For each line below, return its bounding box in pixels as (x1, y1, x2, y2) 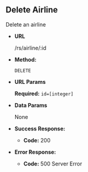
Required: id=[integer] (14, 90, 74, 97)
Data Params (14, 101, 48, 109)
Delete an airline (5, 21, 46, 28)
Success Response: (14, 125, 66, 132)
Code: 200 (23, 136, 51, 144)
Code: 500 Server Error (23, 160, 83, 167)
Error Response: (14, 148, 57, 156)
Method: (14, 56, 37, 63)
